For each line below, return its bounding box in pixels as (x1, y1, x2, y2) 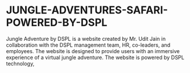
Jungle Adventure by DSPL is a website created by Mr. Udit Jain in (6, 35, 166, 42)
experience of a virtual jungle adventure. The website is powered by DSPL (6, 54, 185, 61)
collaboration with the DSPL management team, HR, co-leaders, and (6, 41, 171, 48)
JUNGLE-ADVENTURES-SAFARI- (6, 4, 168, 17)
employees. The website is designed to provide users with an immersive (6, 47, 180, 54)
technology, (6, 60, 35, 67)
